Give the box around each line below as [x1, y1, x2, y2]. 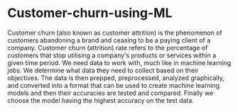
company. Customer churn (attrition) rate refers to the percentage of [7, 43, 208, 52]
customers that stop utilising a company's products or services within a [7, 51, 217, 60]
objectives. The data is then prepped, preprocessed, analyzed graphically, [7, 73, 225, 82]
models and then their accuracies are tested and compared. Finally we [7, 89, 214, 97]
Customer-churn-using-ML [7, 5, 173, 21]
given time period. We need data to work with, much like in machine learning [7, 58, 232, 67]
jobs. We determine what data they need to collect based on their [7, 66, 199, 74]
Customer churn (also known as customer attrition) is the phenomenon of [7, 28, 222, 37]
